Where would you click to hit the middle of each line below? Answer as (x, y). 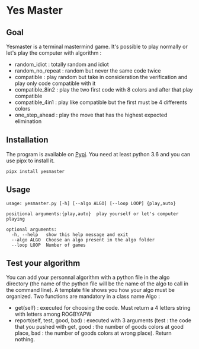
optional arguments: (32, 229)
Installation (27, 140)
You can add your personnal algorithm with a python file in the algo (88, 278)
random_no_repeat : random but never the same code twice (88, 71)
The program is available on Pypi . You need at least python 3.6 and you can (98, 154)
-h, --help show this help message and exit (70, 235)
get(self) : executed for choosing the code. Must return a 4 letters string (102, 308)
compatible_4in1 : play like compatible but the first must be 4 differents (101, 102)
